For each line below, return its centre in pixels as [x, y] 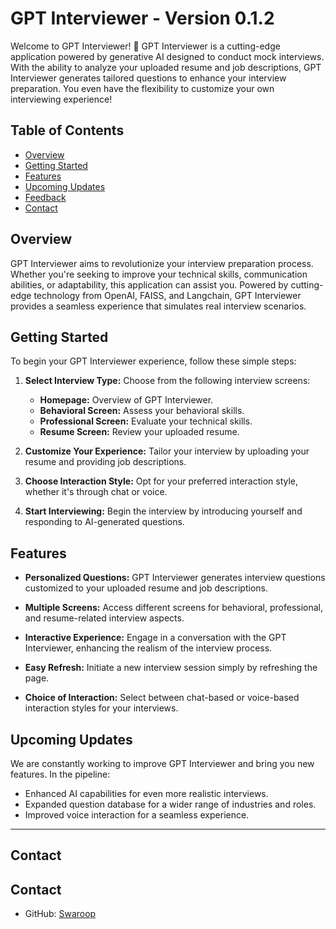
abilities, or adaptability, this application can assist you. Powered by [149, 284]
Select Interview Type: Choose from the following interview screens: [167, 381]
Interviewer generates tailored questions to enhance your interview [148, 78]
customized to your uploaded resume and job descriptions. [146, 588]
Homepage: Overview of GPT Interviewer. [126, 400]
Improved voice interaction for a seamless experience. [137, 815]
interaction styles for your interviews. [101, 708]
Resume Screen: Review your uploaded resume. [139, 432]
